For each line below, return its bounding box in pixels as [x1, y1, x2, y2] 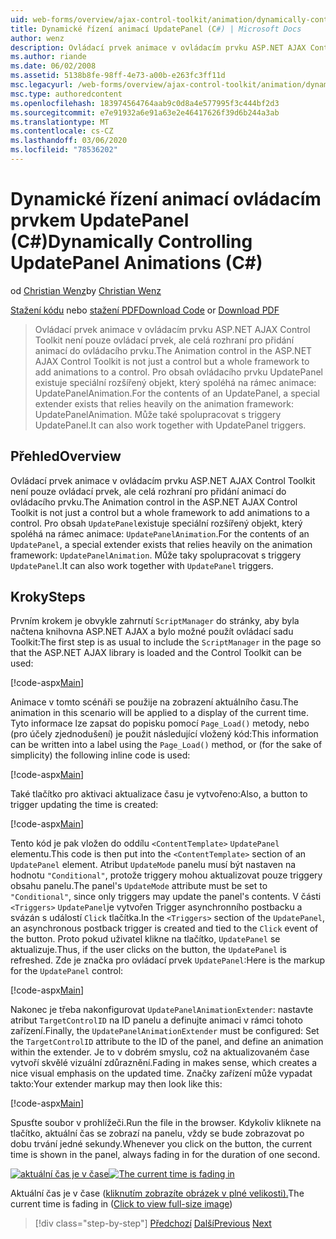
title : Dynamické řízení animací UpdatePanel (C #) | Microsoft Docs [10, 24, 302, 34]
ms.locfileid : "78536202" [10, 145, 118, 155]
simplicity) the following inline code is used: [10, 749, 191, 761]
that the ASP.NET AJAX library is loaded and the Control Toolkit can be [10, 647, 302, 659]
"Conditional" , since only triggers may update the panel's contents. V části [10, 891, 322, 903]
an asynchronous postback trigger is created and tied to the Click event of [10, 922, 319, 935]
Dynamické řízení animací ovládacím [10, 188, 322, 211]
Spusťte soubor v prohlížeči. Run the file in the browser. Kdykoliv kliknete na [10, 1117, 322, 1129]
